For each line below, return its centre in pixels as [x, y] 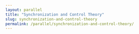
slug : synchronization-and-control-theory [51, 19]
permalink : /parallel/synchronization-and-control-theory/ [70, 24]
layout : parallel [24, 10]
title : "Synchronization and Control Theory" [55, 14]
